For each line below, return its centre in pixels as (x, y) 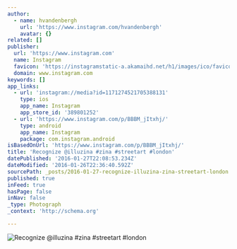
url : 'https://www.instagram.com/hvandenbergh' (91, 27)
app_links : (23, 86)
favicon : (26, 66)
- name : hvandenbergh (45, 21)
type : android (41, 126)
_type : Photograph (34, 205)
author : (19, 14)
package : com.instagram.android (67, 139)
